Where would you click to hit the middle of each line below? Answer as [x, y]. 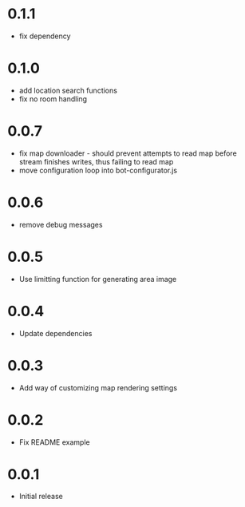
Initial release [41, 497]
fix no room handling [53, 99]
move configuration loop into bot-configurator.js [98, 170]
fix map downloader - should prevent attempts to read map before [128, 153]
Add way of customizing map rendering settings [98, 387]
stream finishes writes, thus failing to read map [96, 161]
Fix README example [54, 442]
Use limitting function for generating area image [98, 279]
